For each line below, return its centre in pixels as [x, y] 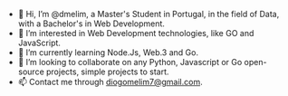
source [31, 72]
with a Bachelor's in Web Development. [91, 24]
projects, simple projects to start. [107, 72]
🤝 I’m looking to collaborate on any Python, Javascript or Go [130, 62]
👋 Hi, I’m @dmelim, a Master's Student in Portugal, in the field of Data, [149, 14]
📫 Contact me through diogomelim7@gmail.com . [110, 82]
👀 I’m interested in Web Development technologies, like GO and [136, 33]
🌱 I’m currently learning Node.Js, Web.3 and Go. [108, 53]
